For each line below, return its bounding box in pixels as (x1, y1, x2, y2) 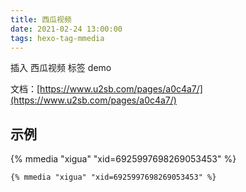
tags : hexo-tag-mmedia (10, 33, 105, 43)
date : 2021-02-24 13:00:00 (10, 24, 123, 34)
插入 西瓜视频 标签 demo (10, 62, 112, 74)
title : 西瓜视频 (10, 14, 72, 25)
